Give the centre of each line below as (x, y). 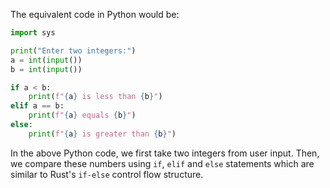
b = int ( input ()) (46, 69)
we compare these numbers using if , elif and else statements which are (162, 163)
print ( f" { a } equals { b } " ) (82, 115)
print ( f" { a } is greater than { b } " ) (102, 134)
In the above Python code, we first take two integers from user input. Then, (165, 153)
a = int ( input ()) (46, 60)
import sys (33, 33)
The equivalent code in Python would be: (95, 14)
